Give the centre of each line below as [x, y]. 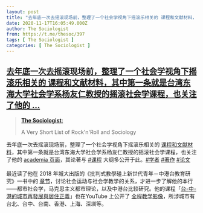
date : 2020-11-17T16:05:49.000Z [47, 23]
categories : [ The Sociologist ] [48, 46]
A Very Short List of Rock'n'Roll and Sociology [79, 132]
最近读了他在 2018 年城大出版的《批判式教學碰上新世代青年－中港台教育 [96, 173]
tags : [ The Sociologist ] [40, 40]
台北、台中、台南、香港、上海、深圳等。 [56, 203]
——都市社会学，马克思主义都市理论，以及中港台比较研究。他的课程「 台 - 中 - [101, 188]
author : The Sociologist [37, 29]
